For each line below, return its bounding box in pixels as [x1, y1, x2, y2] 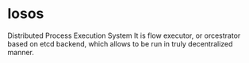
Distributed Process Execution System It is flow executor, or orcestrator [7, 31, 241, 40]
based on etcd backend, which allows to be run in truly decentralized [7, 39, 233, 48]
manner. [7, 47, 35, 57]
